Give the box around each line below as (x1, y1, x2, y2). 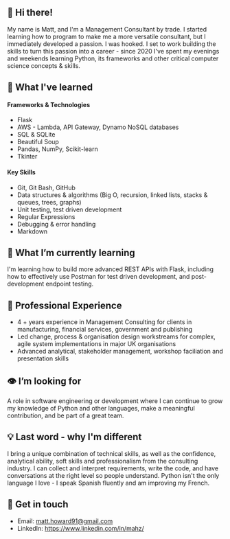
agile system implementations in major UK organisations (16, 340, 176, 348)
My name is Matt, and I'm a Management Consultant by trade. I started (7, 25, 207, 33)
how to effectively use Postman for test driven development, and (7, 273, 190, 281)
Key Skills (7, 168, 36, 176)
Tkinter (16, 152, 38, 161)
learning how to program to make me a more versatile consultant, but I (7, 32, 206, 41)
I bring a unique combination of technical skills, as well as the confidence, (7, 449, 216, 457)
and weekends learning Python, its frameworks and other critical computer (7, 54, 219, 62)
